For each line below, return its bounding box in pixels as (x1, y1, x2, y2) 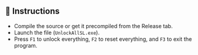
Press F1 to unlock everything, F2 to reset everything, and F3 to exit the (13, 35, 193, 43)
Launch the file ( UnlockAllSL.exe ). (13, 29, 100, 36)
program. (13, 42, 37, 49)
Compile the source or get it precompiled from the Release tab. (13, 22, 173, 29)
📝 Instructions (5, 6, 60, 16)
